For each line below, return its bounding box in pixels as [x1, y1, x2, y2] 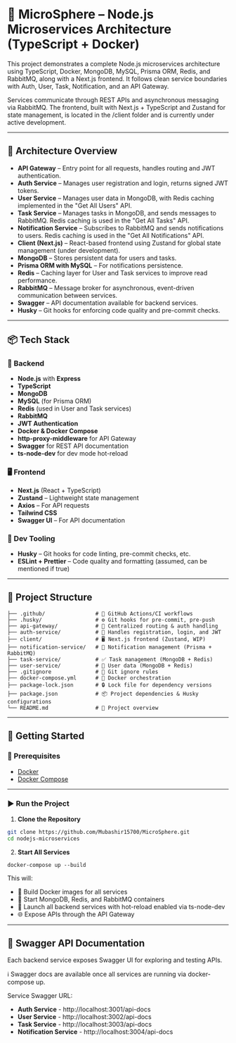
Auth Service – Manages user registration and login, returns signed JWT [17, 179, 228, 187]
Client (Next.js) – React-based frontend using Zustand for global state [17, 239, 221, 247]
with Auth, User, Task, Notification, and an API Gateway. [7, 82, 169, 90]
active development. [7, 118, 67, 126]
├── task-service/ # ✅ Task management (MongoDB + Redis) [7, 656, 214, 663]
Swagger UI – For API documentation [17, 516, 125, 524]
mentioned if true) [17, 565, 70, 573]
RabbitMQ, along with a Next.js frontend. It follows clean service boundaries [7, 74, 228, 83]
